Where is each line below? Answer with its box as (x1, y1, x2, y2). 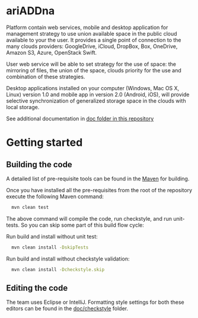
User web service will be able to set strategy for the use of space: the (6, 61, 177, 68)
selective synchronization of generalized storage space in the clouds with (6, 97, 186, 104)
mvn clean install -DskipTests (11, 244, 89, 250)
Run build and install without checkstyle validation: (6, 255, 130, 262)
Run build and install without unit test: (6, 233, 98, 240)
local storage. (6, 103, 40, 110)
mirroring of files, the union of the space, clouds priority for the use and (6, 66, 182, 74)
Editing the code (6, 283, 68, 293)
